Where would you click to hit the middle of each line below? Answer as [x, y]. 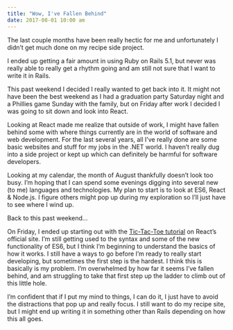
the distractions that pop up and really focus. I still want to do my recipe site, [116, 304]
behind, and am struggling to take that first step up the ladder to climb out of [116, 276]
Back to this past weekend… [48, 218]
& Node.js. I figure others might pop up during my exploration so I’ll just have [116, 197]
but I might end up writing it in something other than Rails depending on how [116, 311]
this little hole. [27, 283]
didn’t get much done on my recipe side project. [76, 47]
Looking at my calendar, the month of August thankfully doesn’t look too [110, 175]
